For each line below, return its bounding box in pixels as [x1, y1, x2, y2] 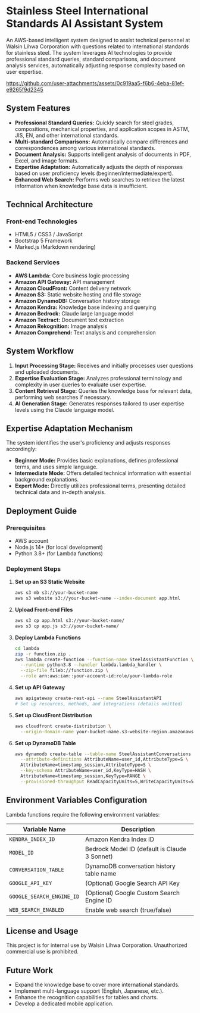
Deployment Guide [6, 506, 77, 516]
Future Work [6, 965, 54, 976]
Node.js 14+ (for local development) [14, 543, 103, 551]
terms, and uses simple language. [14, 463, 98, 471]
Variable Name [23, 825, 66, 833]
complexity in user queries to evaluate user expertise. [14, 381, 147, 388]
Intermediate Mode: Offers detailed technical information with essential [14, 470, 192, 477]
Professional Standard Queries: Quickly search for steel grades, [14, 119, 174, 126]
